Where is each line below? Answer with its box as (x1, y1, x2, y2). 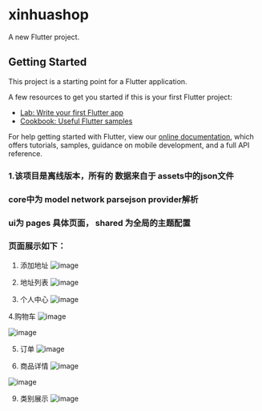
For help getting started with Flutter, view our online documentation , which (8, 131, 255, 141)
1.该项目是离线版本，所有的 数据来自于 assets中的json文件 (8, 170, 235, 181)
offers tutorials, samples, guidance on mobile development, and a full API (8, 140, 250, 150)
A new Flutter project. (8, 32, 80, 42)
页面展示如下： (8, 240, 67, 252)
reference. (8, 148, 42, 158)
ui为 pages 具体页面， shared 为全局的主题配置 (8, 217, 191, 228)
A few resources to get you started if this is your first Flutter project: (8, 92, 232, 102)
